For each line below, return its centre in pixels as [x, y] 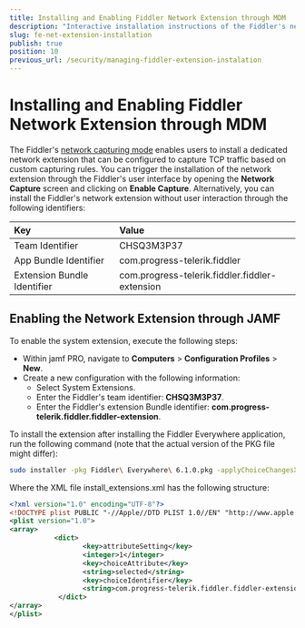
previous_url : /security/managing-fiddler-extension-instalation [135, 60]
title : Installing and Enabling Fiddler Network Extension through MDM [148, 18]
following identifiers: [48, 208]
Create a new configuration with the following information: [131, 378]
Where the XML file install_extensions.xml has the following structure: [139, 487]
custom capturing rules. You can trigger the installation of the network [141, 168]
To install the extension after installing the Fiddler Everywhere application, [148, 434]
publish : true [36, 43]
